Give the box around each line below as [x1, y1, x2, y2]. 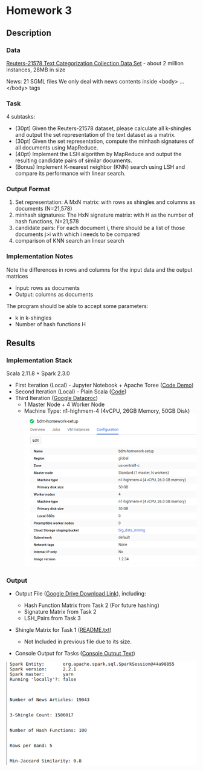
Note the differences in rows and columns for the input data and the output [6, 266, 193, 273]
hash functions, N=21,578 [14, 218, 79, 225]
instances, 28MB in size [6, 66, 66, 73]
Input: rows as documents [14, 284, 80, 291]
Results [6, 338, 36, 349]
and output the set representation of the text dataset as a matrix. [14, 131, 176, 139]
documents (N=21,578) [14, 205, 72, 212]
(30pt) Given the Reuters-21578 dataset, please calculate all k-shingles [14, 125, 192, 132]
